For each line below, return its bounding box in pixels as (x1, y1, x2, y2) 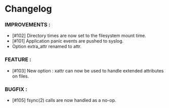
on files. (12, 73, 29, 79)
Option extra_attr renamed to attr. (12, 44, 82, 50)
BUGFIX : (5, 86, 27, 93)
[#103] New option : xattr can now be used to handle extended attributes (12, 67, 164, 74)
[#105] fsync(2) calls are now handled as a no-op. (12, 97, 116, 103)
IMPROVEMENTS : (5, 21, 51, 28)
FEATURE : (5, 56, 31, 63)
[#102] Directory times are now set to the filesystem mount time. (12, 32, 146, 39)
